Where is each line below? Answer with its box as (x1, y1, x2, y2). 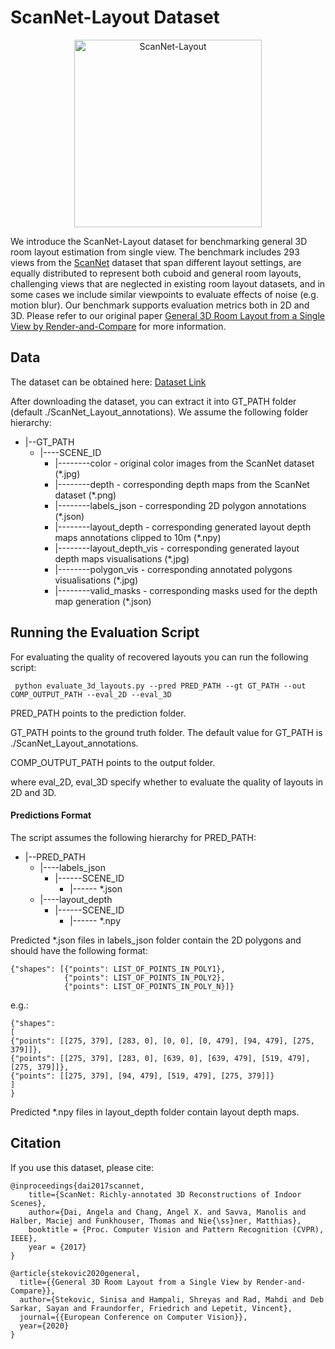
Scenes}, (10, 1198, 47, 1208)
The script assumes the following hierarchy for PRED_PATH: (10, 831, 257, 843)
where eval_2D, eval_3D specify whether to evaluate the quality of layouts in (10, 776, 324, 788)
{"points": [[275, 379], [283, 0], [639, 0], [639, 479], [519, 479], (10, 1053, 311, 1063)
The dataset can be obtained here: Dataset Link (10, 376, 207, 388)
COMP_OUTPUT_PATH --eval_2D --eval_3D (10, 689, 172, 700)
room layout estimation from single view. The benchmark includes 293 (10, 246, 300, 258)
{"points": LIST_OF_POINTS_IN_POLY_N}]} (63, 981, 235, 991)
